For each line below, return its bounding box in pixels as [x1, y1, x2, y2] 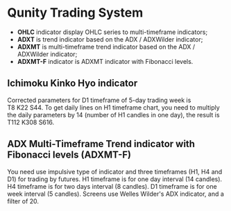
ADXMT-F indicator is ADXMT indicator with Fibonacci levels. [17, 57, 194, 65]
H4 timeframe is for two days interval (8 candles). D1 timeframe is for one [7, 182, 217, 190]
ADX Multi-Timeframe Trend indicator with [7, 138, 196, 150]
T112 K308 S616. [7, 118, 54, 126]
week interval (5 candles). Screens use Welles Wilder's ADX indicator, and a [7, 189, 224, 198]
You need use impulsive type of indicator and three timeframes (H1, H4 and [7, 167, 223, 176]
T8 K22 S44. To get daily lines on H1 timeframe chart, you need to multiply [7, 103, 220, 112]
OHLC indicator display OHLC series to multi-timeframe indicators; [17, 28, 208, 36]
